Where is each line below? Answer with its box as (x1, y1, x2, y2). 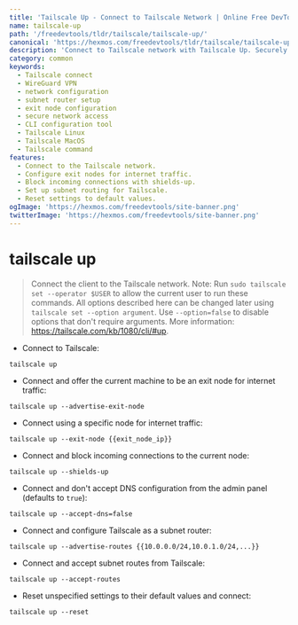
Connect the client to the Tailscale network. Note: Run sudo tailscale (30, 278, 286, 289)
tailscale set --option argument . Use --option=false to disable (30, 307, 269, 317)
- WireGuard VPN (17, 79, 77, 88)
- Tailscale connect (17, 71, 93, 80)
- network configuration (17, 87, 109, 96)
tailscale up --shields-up (9, 467, 109, 476)
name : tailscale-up (9, 21, 82, 30)
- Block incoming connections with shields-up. (17, 178, 197, 187)
